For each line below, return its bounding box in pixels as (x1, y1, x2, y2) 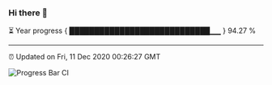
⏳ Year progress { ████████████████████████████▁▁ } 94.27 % (8, 26, 257, 35)
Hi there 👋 (8, 7, 49, 18)
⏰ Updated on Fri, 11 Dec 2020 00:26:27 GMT (8, 52, 161, 62)
